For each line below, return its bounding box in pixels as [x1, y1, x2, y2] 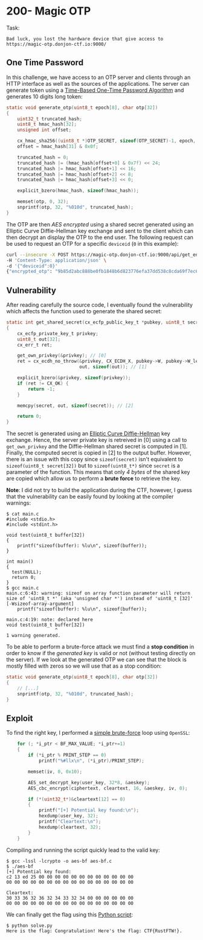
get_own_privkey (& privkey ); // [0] [17, 353, 107, 359]
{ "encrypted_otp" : [6, 269, 53, 275]
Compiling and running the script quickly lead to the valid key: [6, 846, 160, 854]
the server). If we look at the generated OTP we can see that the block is [6, 656, 187, 663]
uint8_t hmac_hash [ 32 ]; [17, 121, 77, 127]
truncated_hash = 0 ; [17, 154, 69, 161]
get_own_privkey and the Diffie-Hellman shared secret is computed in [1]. [6, 443, 188, 450]
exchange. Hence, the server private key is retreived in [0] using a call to [6, 436, 187, 444]
